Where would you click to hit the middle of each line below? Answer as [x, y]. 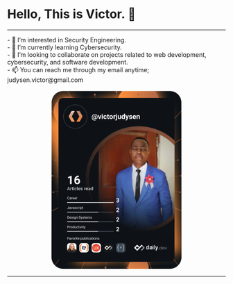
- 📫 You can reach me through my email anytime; [78, 69]
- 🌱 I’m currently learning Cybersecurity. [65, 47]
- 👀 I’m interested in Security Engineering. [67, 40]
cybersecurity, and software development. [68, 62]
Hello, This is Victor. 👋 [72, 14]
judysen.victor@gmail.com [45, 80]
